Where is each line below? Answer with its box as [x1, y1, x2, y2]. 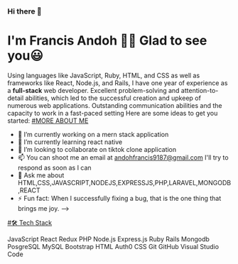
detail [7, 94, 24, 102]
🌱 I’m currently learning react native [17, 138, 123, 146]
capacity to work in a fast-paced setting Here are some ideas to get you [7, 109, 218, 117]
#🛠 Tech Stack [7, 218, 53, 226]
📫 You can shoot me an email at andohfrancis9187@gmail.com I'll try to [17, 153, 229, 162]
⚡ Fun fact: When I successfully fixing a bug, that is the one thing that [17, 194, 222, 202]
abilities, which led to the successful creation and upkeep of [24, 94, 201, 102]
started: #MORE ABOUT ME [7, 116, 89, 125]
